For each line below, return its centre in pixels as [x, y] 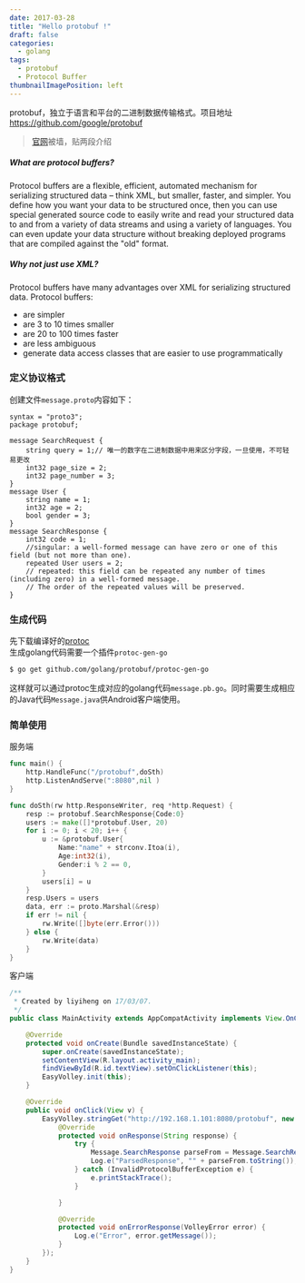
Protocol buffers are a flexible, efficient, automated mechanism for [133, 185]
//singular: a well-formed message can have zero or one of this [152, 547]
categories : [32, 43]
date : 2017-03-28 [42, 18]
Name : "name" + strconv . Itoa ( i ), [119, 848]
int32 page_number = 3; [71, 476]
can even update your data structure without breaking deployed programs [148, 233]
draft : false [34, 35]
